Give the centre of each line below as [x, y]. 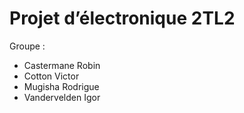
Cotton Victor [51, 76]
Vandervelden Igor [62, 97]
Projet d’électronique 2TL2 [122, 18]
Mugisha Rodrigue [61, 86]
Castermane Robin [62, 65]
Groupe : [27, 46]
